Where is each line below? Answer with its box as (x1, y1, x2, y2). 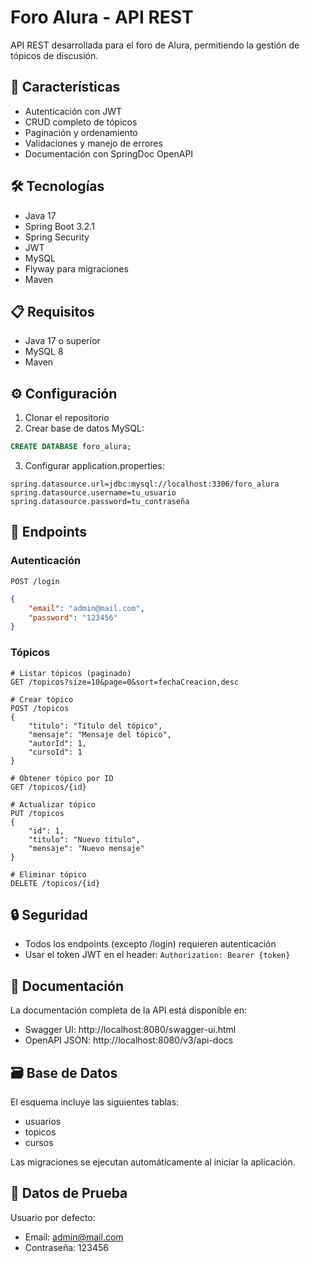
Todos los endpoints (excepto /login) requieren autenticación (24, 938, 277, 950)
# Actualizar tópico (10, 799, 97, 810)
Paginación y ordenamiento (24, 126, 138, 138)
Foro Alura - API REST (10, 6, 194, 29)
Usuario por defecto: (10, 1211, 96, 1223)
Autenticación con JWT (24, 105, 122, 117)
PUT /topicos (10, 808, 65, 818)
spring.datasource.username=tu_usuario (10, 488, 177, 498)
